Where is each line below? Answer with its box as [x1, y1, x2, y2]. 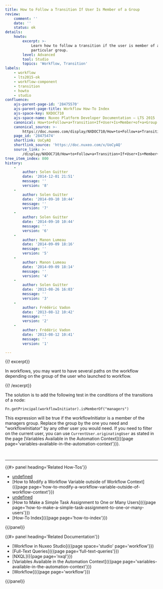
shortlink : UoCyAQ [14, 138, 51, 143]
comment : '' [14, 16, 38, 21]
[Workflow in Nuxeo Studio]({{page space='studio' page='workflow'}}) [12, 543, 154, 549]
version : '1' [22, 341, 49, 346]
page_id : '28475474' [14, 134, 55, 138]
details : [5, 30, 23, 34]
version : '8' [22, 183, 49, 188]
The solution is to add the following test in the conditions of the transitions [5, 392, 153, 398]
